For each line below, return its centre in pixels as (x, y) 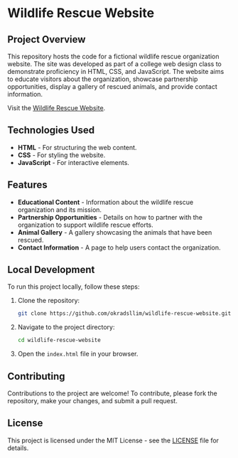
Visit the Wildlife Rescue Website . (56, 108)
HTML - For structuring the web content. (77, 147)
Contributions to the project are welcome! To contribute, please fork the (113, 393)
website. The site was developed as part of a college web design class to (115, 64)
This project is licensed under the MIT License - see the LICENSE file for (113, 440)
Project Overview (47, 39)
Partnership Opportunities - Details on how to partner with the (110, 217)
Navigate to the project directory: (66, 327)
